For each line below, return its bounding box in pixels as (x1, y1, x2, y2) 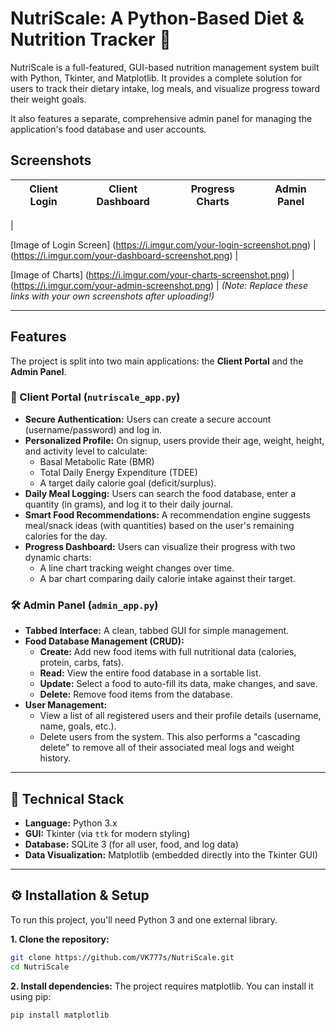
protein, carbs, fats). (39, 657, 125, 669)
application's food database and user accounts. (10, 123, 207, 135)
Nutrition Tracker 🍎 (10, 28, 172, 51)
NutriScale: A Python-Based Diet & (10, 7, 305, 30)
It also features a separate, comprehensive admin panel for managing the (10, 112, 313, 124)
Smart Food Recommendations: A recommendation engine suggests (24, 508, 312, 521)
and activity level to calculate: (24, 445, 148, 457)
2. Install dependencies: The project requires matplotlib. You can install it (10, 980, 314, 992)
